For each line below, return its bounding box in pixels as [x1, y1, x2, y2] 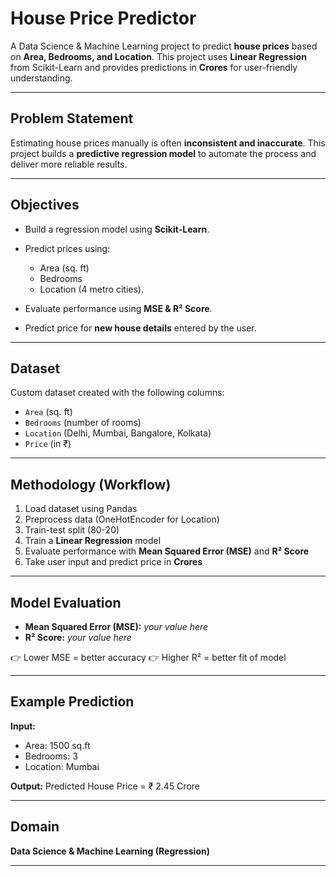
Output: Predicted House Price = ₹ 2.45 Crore [10, 780, 200, 792]
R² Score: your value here [24, 632, 132, 643]
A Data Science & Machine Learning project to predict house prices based [10, 40, 318, 52]
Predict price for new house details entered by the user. [24, 322, 257, 334]
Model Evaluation [10, 594, 122, 611]
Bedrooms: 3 [24, 750, 78, 762]
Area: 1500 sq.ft [24, 739, 91, 751]
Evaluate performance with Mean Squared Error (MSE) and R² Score [24, 545, 310, 557]
